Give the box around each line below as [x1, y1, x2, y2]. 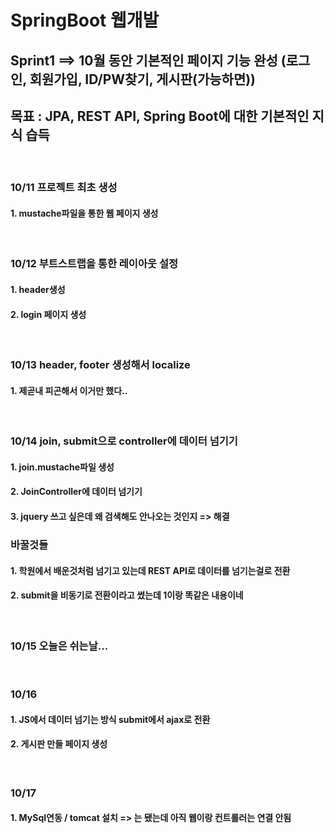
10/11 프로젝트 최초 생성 [10, 181, 118, 195]
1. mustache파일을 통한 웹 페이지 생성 [10, 207, 159, 219]
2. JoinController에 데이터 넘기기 [10, 486, 143, 498]
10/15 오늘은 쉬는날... [10, 639, 109, 653]
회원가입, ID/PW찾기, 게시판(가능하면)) [29, 71, 257, 88]
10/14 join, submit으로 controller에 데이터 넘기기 [10, 434, 238, 448]
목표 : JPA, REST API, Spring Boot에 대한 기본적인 [10, 107, 310, 125]
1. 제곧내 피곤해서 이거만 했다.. [10, 384, 128, 396]
